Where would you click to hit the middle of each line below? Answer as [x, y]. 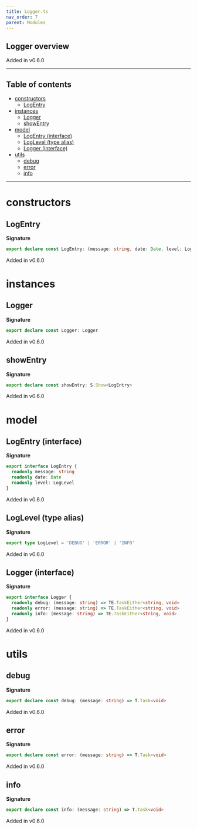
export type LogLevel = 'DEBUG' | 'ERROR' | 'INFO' [70, 543]
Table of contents [39, 84]
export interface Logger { [39, 597]
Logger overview [38, 46]
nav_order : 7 [22, 17]
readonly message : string [43, 472]
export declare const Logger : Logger [52, 330]
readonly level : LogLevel [43, 483]
